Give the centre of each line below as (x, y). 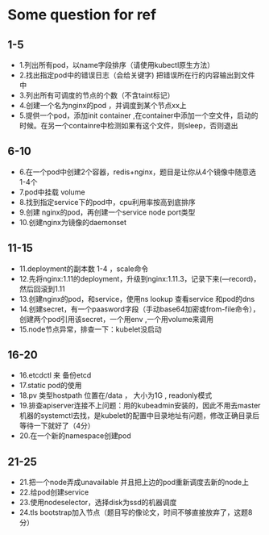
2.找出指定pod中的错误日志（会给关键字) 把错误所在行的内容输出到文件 (137, 75)
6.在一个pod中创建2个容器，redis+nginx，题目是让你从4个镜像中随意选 (138, 172)
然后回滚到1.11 (42, 289)
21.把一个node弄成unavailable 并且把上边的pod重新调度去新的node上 (134, 483)
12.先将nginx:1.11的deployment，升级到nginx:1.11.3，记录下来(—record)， (140, 278)
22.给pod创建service (54, 492)
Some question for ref (82, 15)
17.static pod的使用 (50, 386)
